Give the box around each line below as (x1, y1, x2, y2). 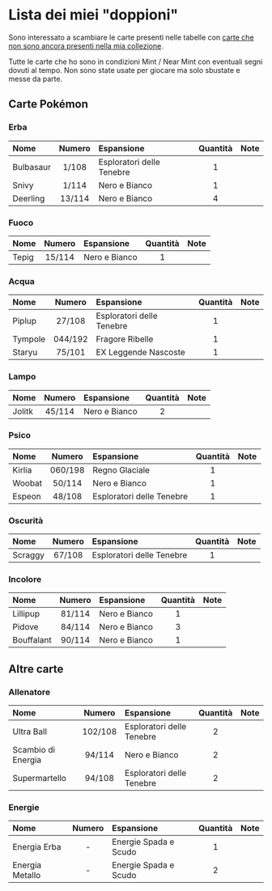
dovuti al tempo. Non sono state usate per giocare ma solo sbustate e (8, 65, 240, 74)
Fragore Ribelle (96, 333, 154, 345)
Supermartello (12, 773, 67, 784)
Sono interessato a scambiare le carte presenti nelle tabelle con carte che (8, 32, 254, 42)
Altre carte (8, 662, 64, 676)
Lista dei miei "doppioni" (8, 6, 179, 24)
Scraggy (12, 549, 45, 561)
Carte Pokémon (8, 97, 89, 111)
